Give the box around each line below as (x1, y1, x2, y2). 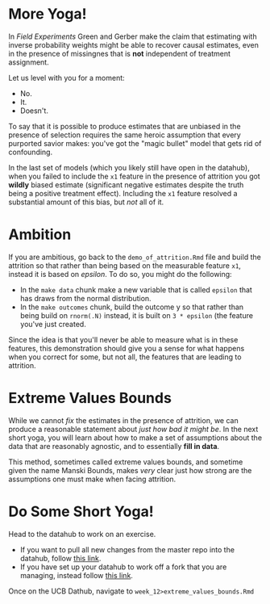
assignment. (8, 57, 50, 67)
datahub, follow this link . (19, 553, 102, 563)
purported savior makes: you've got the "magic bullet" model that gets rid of (8, 138, 262, 148)
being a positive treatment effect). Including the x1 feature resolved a (8, 188, 238, 198)
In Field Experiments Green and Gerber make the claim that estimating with (8, 31, 257, 41)
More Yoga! (8, 5, 87, 23)
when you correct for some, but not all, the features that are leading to (8, 352, 242, 362)
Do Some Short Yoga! (8, 502, 155, 521)
